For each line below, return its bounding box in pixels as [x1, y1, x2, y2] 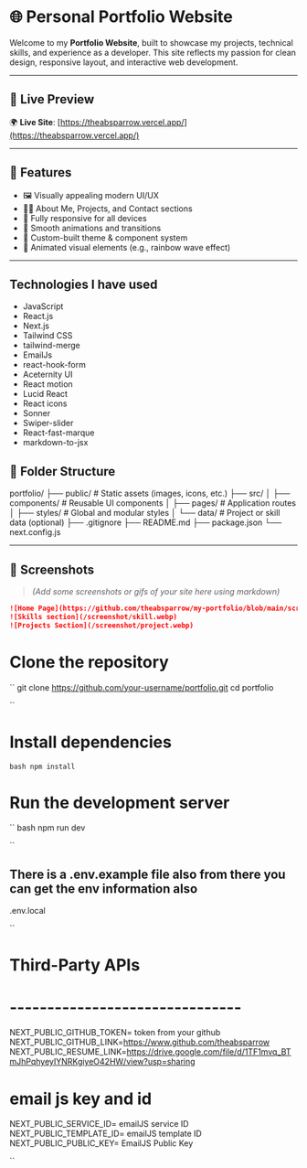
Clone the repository [9, 651, 169, 672]
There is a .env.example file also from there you [9, 866, 286, 882]
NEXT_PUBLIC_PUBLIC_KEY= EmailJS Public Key [9, 1138, 194, 1149]
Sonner [22, 408, 51, 419]
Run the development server [9, 792, 230, 813]
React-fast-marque [22, 427, 95, 438]
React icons [22, 398, 68, 409]
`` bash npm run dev [9, 822, 86, 833]
